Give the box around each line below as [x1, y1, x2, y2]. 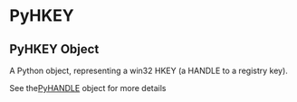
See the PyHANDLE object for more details [9, 83, 167, 93]
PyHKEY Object [9, 42, 100, 57]
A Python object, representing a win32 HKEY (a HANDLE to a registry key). [9, 65, 288, 76]
